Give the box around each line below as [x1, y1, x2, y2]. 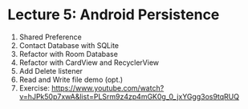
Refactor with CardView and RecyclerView [18, 58, 160, 67]
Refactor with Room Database [18, 49, 118, 59]
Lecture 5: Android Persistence [7, 6, 220, 24]
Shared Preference [18, 32, 82, 42]
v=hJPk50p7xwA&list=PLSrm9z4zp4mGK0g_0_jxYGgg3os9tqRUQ [18, 91, 240, 101]
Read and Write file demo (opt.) [18, 75, 124, 84]
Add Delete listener [18, 66, 83, 75]
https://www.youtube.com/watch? [51, 83, 165, 93]
